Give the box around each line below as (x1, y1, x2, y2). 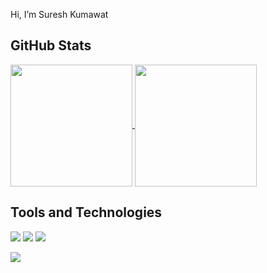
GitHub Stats (10, 37, 92, 54)
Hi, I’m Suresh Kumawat (10, 9, 109, 20)
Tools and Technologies (10, 204, 163, 221)
